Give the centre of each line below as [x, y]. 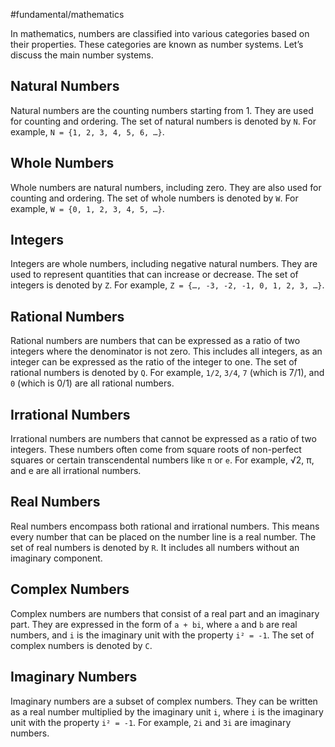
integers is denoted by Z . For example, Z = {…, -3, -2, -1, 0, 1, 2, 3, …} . [167, 285]
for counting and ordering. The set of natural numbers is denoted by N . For [163, 121]
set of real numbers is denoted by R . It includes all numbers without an [155, 547]
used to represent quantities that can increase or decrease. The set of [154, 275]
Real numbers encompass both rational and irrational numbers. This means [165, 526]
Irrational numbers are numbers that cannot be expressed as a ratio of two [163, 439]
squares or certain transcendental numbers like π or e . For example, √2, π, [162, 460]
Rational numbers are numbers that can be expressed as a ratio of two [155, 341]
